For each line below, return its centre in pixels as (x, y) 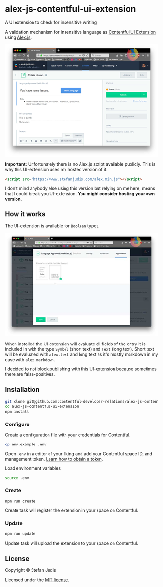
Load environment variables (33, 468)
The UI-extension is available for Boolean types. (53, 226)
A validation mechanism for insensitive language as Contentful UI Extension (81, 32)
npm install (17, 412)
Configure (17, 424)
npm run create (20, 501)
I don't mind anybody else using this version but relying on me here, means (80, 188)
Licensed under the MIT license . (37, 580)
